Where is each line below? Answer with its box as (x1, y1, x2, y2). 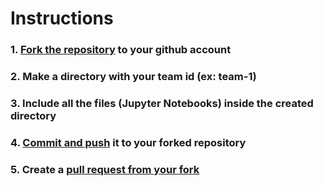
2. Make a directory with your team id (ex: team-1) (10, 70, 257, 84)
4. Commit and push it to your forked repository (10, 135, 247, 149)
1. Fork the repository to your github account (10, 43, 232, 57)
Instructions (10, 7, 114, 30)
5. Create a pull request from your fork (10, 162, 200, 176)
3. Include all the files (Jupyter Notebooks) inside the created (10, 96, 314, 110)
